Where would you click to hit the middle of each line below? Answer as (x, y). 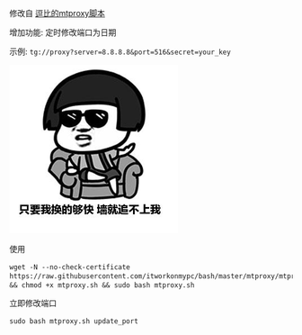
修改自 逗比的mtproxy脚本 (57, 13)
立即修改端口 (33, 303)
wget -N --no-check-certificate (70, 267)
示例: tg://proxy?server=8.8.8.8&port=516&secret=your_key (120, 51)
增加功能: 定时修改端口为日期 (63, 32)
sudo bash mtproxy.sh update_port (74, 321)
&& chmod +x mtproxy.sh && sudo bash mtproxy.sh (102, 285)
